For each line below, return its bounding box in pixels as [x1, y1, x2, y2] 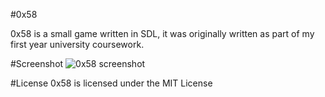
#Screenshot [10, 58, 64, 69]
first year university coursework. [10, 39, 145, 50]
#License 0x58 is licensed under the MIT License [10, 77, 213, 89]
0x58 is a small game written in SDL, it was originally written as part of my [10, 28, 315, 39]
